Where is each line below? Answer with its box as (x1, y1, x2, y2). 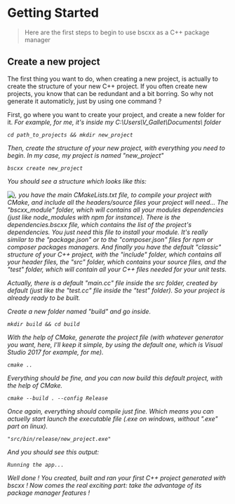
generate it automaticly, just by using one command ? (7, 97, 162, 105)
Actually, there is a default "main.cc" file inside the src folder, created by (7, 278, 218, 287)
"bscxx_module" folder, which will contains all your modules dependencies (7, 205, 224, 214)
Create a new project (7, 56, 100, 68)
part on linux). (7, 422, 48, 430)
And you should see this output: (7, 447, 100, 456)
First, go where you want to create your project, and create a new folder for (7, 110, 225, 118)
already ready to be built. (7, 293, 81, 302)
